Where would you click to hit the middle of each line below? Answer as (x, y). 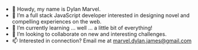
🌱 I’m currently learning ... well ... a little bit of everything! (82, 28)
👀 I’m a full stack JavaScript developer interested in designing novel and (101, 15)
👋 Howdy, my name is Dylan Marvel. (56, 9)
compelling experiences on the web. (57, 21)
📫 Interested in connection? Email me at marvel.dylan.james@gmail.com (102, 41)
